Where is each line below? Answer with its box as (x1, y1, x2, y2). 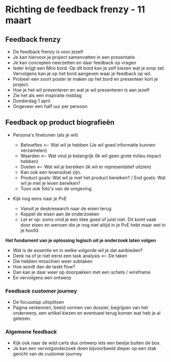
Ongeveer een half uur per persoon (12, 103, 88, 109)
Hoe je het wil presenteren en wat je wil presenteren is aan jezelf (12, 87, 150, 93)
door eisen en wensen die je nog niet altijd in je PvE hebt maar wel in (20, 222, 166, 228)
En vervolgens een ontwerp (12, 274, 71, 281)
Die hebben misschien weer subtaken (12, 258, 93, 264)
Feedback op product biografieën (5, 118, 115, 127)
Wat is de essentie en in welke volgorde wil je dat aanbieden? (12, 247, 143, 253)
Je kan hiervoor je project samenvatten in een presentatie (12, 54, 135, 60)
